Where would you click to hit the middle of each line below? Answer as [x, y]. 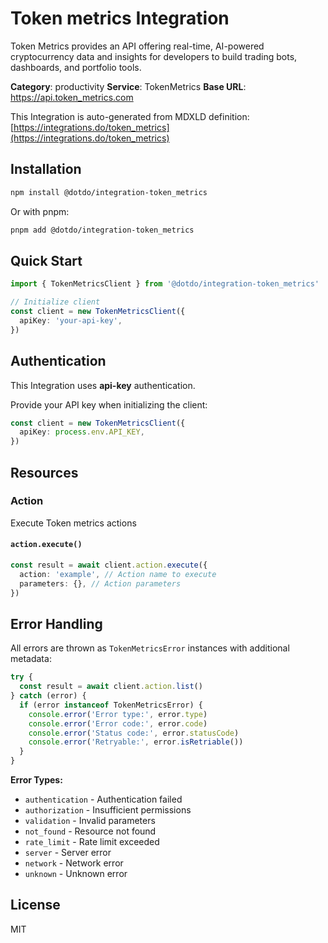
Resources [44, 472]
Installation [46, 169]
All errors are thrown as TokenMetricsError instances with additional [150, 648]
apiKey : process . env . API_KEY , [82, 432]
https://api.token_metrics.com [72, 97]
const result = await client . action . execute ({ [109, 565]
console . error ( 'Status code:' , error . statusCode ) [134, 733]
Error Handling [56, 623]
